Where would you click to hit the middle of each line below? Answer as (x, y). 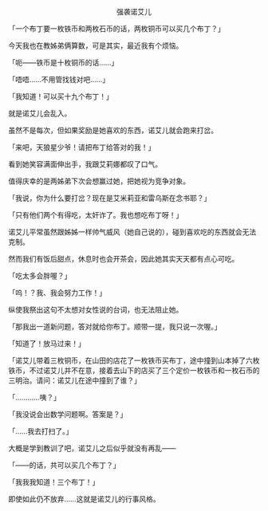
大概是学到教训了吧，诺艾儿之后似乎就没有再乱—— (92, 448)
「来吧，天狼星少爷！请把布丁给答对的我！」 (82, 147)
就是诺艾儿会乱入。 (40, 113)
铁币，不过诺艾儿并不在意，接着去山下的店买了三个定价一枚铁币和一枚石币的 (134, 370)
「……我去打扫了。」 (41, 431)
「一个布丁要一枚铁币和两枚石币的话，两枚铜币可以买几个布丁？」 (116, 29)
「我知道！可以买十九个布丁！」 (61, 96)
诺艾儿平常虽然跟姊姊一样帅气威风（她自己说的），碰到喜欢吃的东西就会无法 (132, 232)
